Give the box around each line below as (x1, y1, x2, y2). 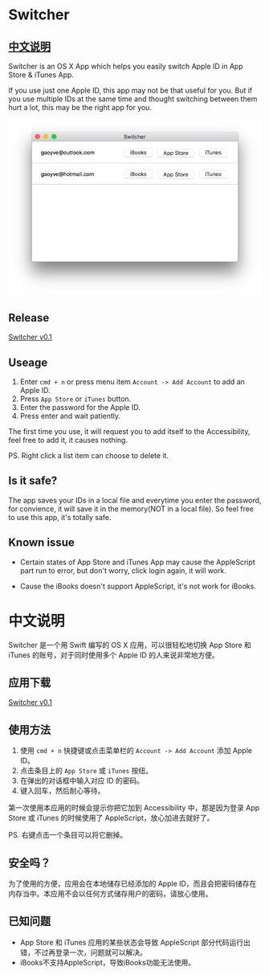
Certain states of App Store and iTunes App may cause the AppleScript (19, 557, 255, 567)
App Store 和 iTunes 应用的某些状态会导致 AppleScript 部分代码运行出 (19, 937, 251, 947)
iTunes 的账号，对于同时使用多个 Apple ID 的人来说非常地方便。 (8, 649, 219, 660)
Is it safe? (8, 474, 58, 488)
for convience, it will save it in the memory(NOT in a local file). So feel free (8, 504, 255, 514)
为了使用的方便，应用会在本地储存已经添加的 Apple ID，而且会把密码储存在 (8, 879, 257, 888)
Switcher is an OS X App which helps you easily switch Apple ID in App (8, 62, 243, 71)
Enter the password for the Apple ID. (19, 402, 141, 412)
